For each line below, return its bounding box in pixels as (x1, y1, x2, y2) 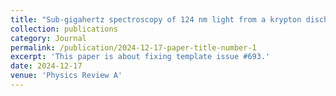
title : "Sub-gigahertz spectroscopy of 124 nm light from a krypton (10, 14, 302, 25)
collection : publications (10, 24, 118, 34)
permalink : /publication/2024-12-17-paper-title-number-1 (10, 42, 257, 53)
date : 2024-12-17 (10, 61, 83, 71)
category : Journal (10, 33, 87, 43)
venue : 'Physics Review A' (10, 71, 123, 81)
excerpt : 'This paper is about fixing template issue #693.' (10, 52, 271, 62)
